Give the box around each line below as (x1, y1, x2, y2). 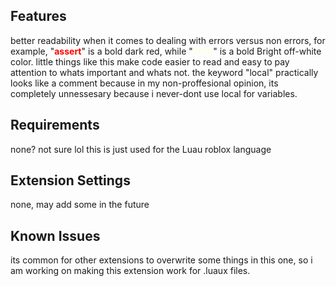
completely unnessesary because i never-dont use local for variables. (10, 87, 298, 99)
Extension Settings (10, 172, 131, 189)
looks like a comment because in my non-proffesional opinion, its (10, 77, 279, 89)
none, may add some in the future (10, 199, 150, 211)
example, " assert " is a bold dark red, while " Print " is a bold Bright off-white (10, 45, 322, 57)
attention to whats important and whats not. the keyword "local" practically (10, 66, 319, 78)
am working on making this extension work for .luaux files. (10, 265, 251, 277)
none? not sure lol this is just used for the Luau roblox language (10, 143, 272, 155)
